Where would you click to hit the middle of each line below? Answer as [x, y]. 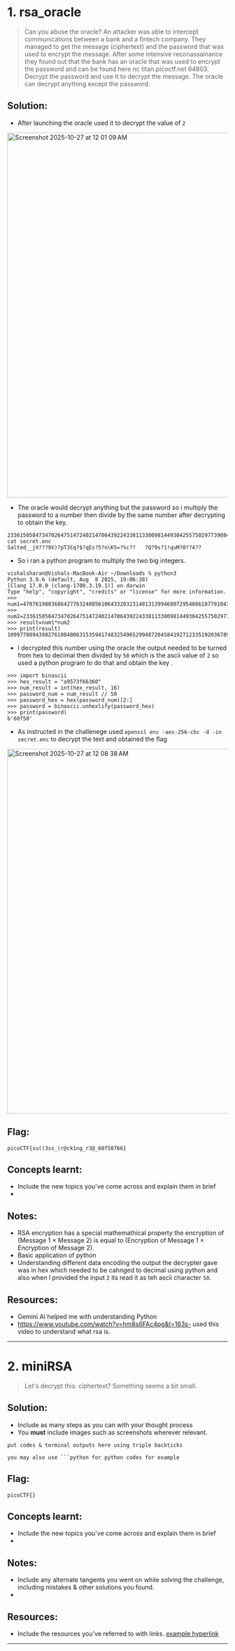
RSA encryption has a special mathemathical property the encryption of [121, 1233]
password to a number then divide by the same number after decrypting [121, 515]
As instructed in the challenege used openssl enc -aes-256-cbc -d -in [120, 731]
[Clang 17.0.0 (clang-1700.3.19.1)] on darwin [76, 586]
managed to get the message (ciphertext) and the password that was [124, 46]
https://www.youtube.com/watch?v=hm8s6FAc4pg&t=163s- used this [118, 1324]
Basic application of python [57, 1255]
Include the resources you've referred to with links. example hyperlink [118, 1633]
